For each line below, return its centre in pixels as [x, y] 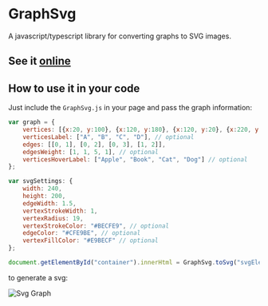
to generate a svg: [38, 277]
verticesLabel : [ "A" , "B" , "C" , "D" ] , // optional [108, 137]
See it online [40, 61]
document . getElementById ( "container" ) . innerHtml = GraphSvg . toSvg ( [123, 263]
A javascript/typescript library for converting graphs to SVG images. [120, 36]
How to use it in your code [74, 88]
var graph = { [32, 122]
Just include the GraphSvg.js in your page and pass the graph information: [130, 108]
